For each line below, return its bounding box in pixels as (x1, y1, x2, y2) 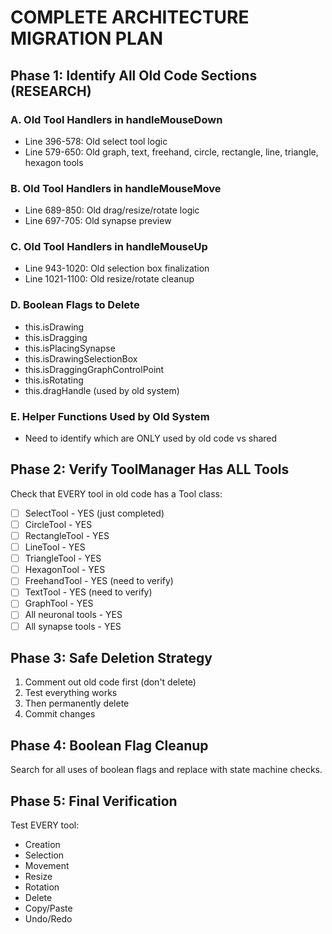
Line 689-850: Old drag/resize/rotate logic (24, 204, 200, 216)
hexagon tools (24, 156, 84, 168)
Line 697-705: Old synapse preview (24, 215, 172, 227)
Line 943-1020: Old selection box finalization (24, 262, 210, 275)
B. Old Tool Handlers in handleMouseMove (10, 181, 222, 195)
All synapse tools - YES (24, 620, 122, 632)
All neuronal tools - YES (24, 609, 123, 621)
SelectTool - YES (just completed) (24, 507, 165, 519)
